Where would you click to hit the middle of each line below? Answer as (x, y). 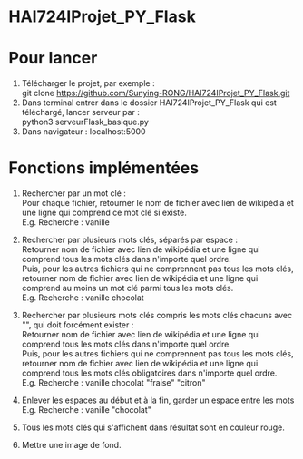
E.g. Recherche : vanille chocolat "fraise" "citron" (113, 383)
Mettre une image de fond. (71, 445)
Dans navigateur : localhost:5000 (83, 132)
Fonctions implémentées (104, 168)
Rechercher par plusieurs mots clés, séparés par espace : (129, 240)
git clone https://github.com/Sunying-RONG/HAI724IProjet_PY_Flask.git (156, 93)
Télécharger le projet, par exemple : (88, 83)
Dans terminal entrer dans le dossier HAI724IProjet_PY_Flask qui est (149, 103)
